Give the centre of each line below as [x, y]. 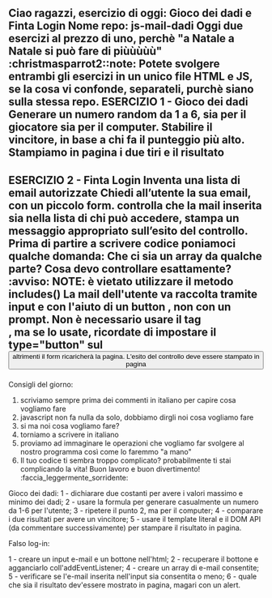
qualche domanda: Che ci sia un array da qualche [136, 256]
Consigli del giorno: [41, 384]
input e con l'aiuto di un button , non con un [120, 307]
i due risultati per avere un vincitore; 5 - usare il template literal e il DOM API [135, 519]
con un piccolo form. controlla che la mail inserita [135, 205]
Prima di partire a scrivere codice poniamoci [122, 243]
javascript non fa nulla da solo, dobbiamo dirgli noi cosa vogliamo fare [137, 417]
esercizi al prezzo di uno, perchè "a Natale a [121, 38]
